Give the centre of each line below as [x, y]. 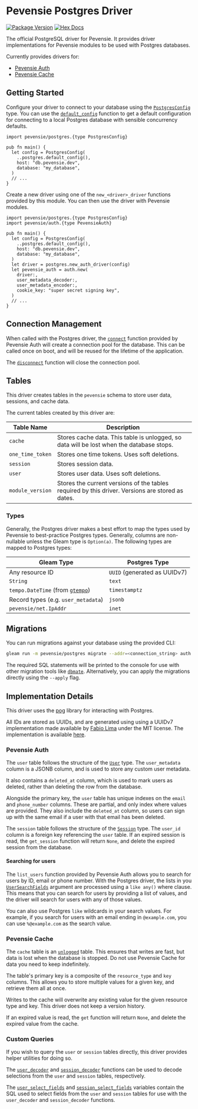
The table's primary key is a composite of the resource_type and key [89, 975]
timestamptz [126, 590]
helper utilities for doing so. [39, 1058]
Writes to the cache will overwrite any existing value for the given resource [97, 1000]
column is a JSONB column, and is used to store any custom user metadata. [98, 769]
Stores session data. [85, 464]
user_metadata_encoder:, [47, 285]
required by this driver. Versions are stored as [120, 491]
